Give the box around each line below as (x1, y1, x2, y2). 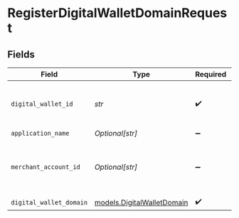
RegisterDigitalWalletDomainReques (7, 5, 228, 21)
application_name (11, 129, 70, 137)
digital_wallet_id (11, 100, 73, 108)
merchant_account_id (11, 163, 80, 171)
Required (195, 70, 227, 79)
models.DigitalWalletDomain (94, 197, 188, 207)
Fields (7, 48, 36, 60)
